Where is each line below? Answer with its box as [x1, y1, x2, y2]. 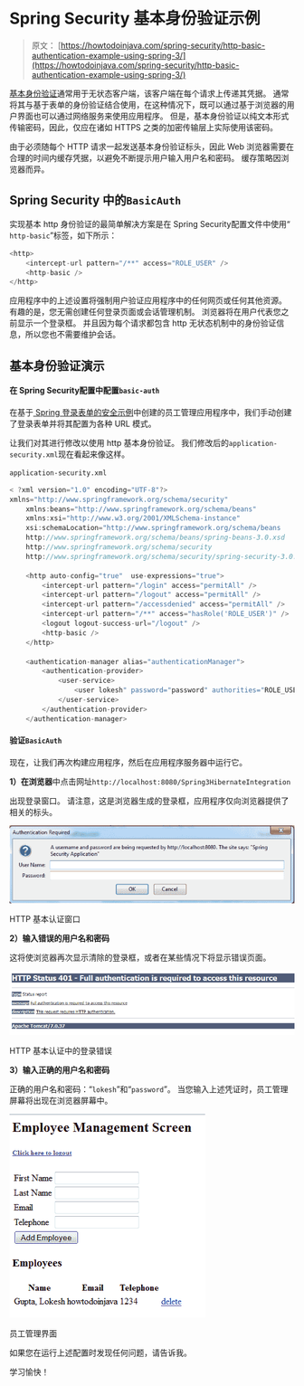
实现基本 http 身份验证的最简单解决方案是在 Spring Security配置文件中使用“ [9, 218, 291, 229]
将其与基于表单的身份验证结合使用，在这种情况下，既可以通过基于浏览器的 [9, 99, 287, 109]
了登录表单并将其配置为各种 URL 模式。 [9, 418, 157, 429]
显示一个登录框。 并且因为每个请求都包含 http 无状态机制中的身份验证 [16, 318, 277, 328]
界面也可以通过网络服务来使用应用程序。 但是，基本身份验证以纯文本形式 [16, 110, 290, 121]
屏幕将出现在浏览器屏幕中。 [9, 1095, 113, 1106]
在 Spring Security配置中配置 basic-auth [9, 385, 160, 396]
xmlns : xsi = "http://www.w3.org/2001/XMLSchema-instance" [25, 514, 242, 523]
